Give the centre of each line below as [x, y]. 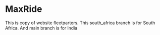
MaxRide [24, 9]
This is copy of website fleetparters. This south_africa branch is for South [80, 23]
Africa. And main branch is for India [41, 28]
